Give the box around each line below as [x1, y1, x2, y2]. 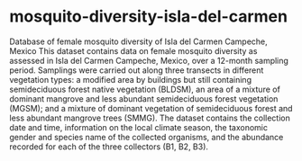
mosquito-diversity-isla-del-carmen [9, 6, 288, 27]
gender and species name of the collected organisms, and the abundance [9, 131, 284, 142]
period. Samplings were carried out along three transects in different [9, 65, 264, 76]
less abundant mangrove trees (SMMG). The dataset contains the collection [9, 112, 291, 123]
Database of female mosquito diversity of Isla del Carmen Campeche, [9, 36, 268, 47]
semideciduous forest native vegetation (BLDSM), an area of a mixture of [9, 84, 281, 94]
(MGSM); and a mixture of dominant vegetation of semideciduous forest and [9, 103, 293, 113]
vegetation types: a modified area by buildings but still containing [9, 74, 252, 85]
